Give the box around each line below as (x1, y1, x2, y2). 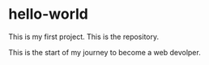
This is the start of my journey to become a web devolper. (8, 47, 201, 57)
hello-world (8, 5, 89, 24)
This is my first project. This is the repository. (8, 32, 160, 41)
